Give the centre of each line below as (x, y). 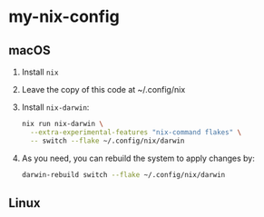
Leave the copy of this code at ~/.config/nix (103, 89)
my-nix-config (64, 17)
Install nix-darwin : (55, 107)
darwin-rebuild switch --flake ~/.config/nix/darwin (123, 174)
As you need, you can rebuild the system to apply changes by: (138, 158)
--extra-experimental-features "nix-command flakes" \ (136, 132)
